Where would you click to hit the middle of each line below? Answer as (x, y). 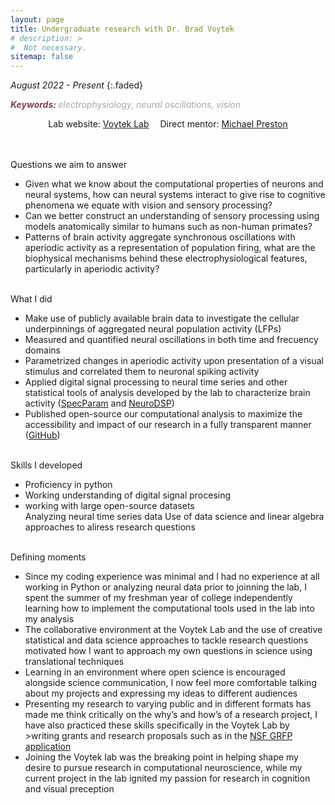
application (48, 747)
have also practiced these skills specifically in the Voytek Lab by (157, 725)
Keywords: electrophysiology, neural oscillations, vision (126, 105)
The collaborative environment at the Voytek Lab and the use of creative (173, 630)
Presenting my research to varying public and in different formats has (168, 704)
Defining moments (48, 557)
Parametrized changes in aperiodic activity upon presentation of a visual (174, 361)
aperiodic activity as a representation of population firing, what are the (170, 248)
